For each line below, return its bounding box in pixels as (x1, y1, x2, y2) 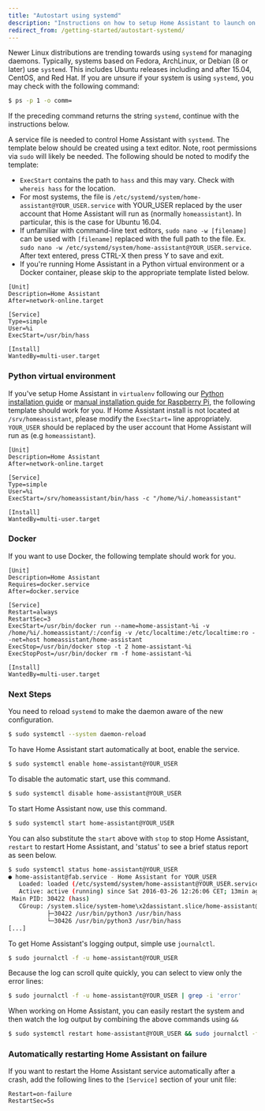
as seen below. (8, 850, 57, 860)
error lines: (8, 977, 43, 986)
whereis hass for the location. (19, 183, 116, 194)
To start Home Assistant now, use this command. (8, 803, 167, 813)
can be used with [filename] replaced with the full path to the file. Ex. (19, 234, 246, 244)
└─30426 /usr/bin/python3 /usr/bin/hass (47, 916, 181, 925)
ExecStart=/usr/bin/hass (8, 331, 90, 340)
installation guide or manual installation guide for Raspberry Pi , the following (8, 397, 256, 406)
